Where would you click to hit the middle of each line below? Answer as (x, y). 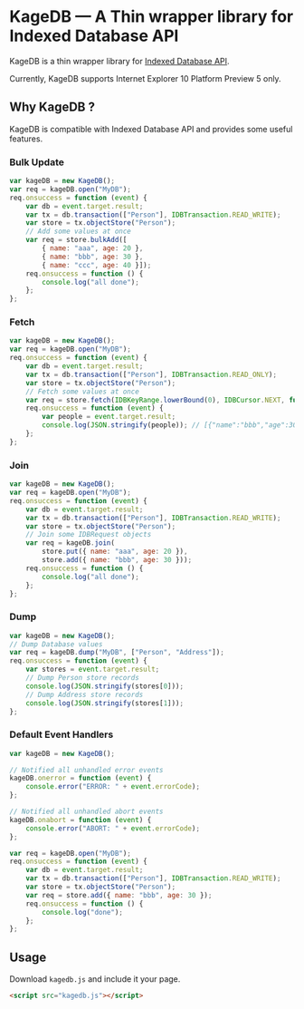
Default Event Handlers (62, 734)
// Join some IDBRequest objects (89, 535)
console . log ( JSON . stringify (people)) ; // (121, 425)
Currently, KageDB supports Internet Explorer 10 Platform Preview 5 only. (146, 78)
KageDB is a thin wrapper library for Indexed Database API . (119, 61)
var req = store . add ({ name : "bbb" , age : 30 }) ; (119, 895)
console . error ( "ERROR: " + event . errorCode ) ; (113, 787)
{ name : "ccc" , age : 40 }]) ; (97, 265)
